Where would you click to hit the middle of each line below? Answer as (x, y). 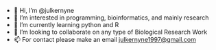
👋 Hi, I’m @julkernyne (44, 10)
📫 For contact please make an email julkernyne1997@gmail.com (105, 40)
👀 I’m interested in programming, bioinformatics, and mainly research (111, 18)
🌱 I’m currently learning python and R (66, 25)
